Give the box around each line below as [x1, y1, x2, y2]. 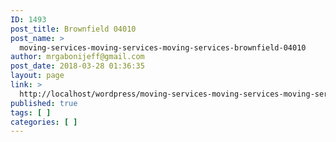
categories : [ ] [10, 117, 78, 127]
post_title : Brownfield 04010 [10, 24, 137, 34]
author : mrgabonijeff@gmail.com [10, 52, 145, 62]
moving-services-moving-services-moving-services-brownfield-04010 [19, 42, 307, 53]
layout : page [10, 71, 65, 81]
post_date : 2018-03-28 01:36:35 [10, 61, 145, 71]
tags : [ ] [10, 107, 52, 118]
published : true [10, 98, 78, 108]
